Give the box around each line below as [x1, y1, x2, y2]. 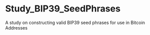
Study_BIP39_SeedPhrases [5, 3, 121, 14]
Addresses [5, 24, 28, 30]
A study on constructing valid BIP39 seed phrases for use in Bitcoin [5, 19, 145, 25]
